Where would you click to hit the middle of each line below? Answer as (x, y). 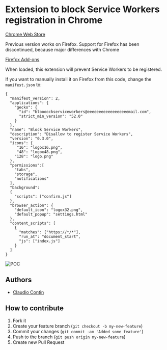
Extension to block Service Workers (82, 9)
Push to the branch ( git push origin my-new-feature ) (69, 337)
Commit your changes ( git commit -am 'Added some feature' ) (78, 331)
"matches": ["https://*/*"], (50, 232)
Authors (19, 280)
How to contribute (35, 308)
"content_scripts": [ (33, 223)
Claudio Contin (28, 292)
